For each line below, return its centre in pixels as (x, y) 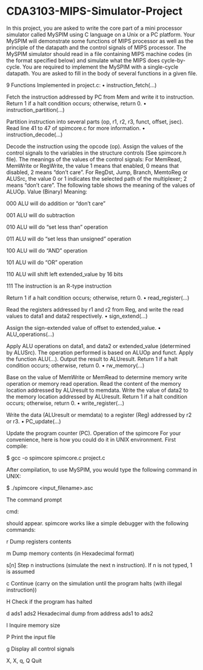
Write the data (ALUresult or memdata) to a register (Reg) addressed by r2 (99, 414)
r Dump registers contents (39, 541)
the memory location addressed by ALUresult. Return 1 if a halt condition (97, 396)
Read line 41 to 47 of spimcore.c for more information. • (76, 128)
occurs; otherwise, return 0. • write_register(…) (65, 403)
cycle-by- (174, 60)
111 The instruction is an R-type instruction (59, 286)
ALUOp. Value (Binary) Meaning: (47, 191)
